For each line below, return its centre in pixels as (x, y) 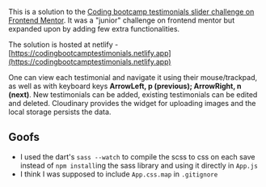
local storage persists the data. (60, 112)
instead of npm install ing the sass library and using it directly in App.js (139, 165)
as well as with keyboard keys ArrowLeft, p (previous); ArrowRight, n (125, 86)
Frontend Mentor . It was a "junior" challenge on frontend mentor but (122, 20)
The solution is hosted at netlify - (63, 45)
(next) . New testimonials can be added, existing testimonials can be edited (133, 95)
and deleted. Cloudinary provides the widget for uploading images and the (132, 103)
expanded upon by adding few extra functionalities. (94, 29)
